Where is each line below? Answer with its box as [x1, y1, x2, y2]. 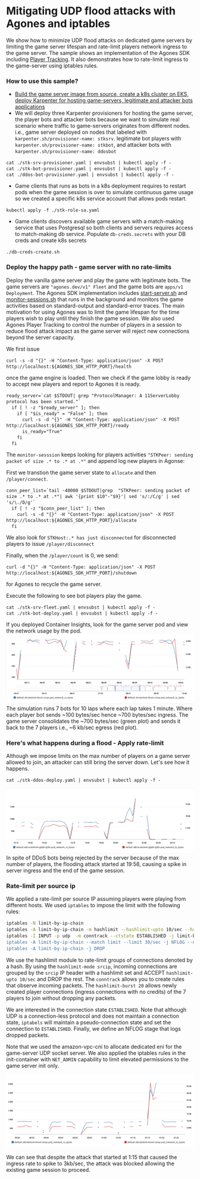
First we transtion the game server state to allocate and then [6, 469, 157, 476]
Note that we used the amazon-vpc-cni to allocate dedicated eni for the [6, 1043, 182, 1050]
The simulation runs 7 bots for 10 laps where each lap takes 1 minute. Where [6, 705, 193, 712]
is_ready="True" [21, 428, 62, 434]
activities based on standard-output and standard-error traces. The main [6, 302, 185, 309]
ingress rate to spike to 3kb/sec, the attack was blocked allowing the [6, 1160, 174, 1167]
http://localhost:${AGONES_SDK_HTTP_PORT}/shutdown [6, 570, 137, 576]
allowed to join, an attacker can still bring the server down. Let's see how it [6, 759, 190, 766]
